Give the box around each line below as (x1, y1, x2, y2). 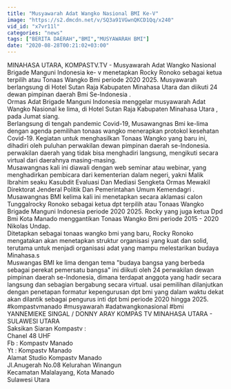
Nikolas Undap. (7, 222, 51, 230)
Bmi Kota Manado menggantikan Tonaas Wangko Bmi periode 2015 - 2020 (7, 215, 219, 222)
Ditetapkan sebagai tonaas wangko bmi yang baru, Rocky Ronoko (7, 229, 194, 238)
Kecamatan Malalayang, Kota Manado (7, 368, 115, 376)
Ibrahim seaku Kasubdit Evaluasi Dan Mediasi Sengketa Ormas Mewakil (7, 178, 210, 186)
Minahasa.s (7, 251, 40, 259)
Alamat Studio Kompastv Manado (7, 354, 102, 361)
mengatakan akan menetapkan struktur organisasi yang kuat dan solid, (7, 237, 209, 244)
